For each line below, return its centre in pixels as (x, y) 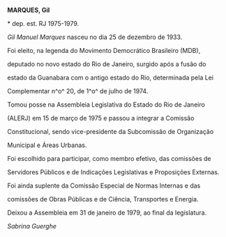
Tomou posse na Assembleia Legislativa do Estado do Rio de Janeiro (106, 105)
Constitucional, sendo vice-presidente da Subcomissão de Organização (111, 131)
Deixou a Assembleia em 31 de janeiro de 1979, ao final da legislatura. (107, 213)
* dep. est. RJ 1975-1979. (43, 23)
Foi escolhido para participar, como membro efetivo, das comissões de (109, 159)
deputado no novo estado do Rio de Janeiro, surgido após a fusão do (107, 64)
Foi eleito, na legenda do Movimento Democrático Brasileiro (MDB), (104, 51)
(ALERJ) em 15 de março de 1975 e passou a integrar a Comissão (101, 118)
